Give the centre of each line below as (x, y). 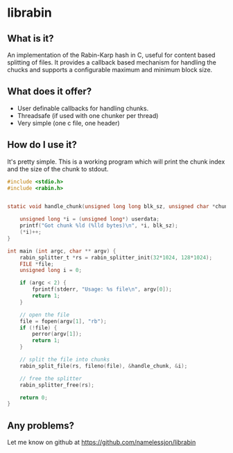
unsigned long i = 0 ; (51, 271)
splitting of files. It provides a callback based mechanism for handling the (112, 62)
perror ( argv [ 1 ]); (57, 334)
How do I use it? (42, 145)
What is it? (31, 39)
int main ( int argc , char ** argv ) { (62, 251)
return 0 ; (34, 398)
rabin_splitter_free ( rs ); (57, 385)
